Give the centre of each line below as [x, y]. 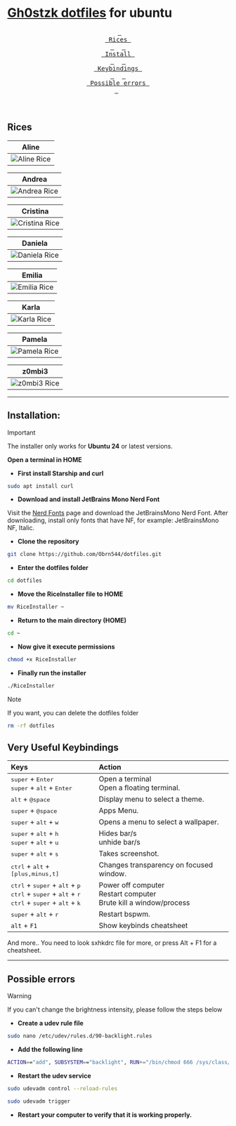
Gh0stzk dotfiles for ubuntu [90, 13]
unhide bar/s [119, 842]
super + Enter [32, 779]
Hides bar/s [118, 833]
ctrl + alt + [31, 866]
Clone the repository [48, 541]
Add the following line [50, 1049]
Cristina [35, 211]
